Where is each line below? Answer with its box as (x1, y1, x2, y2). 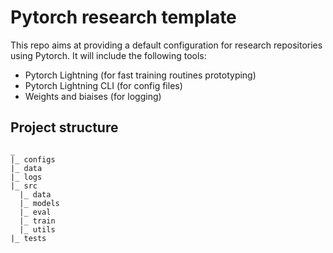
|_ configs (10, 154, 56, 165)
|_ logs (10, 172, 43, 182)
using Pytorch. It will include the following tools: (10, 49, 207, 61)
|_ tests (10, 233, 47, 243)
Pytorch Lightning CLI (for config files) (24, 79, 183, 91)
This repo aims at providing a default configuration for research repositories (10, 39, 323, 51)
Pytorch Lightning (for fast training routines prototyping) (24, 69, 257, 81)
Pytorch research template (10, 6, 237, 29)
